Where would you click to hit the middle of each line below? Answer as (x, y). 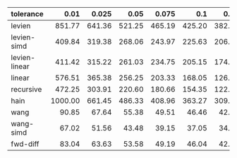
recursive (26, 89)
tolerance (27, 14)
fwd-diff (25, 144)
